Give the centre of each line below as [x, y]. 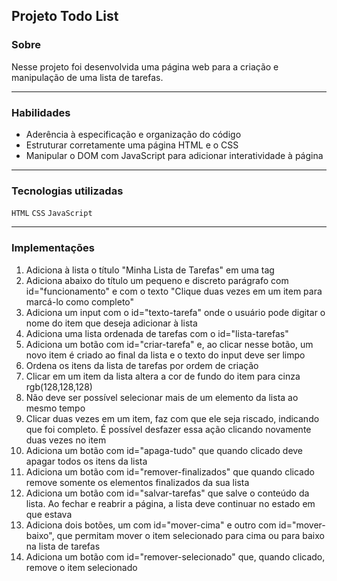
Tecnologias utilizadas [67, 191]
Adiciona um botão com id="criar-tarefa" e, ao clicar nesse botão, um [169, 344]
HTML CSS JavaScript [52, 214]
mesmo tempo [55, 408]
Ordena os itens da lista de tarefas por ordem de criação [142, 365]
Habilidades [41, 112]
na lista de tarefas [63, 546]
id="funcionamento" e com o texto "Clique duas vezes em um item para [174, 291]
